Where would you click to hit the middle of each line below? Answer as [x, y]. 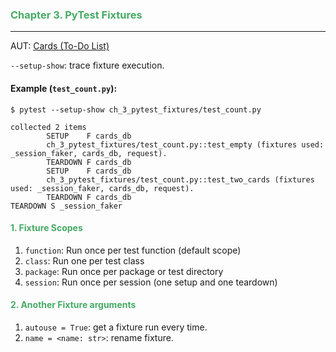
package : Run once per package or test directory [124, 271]
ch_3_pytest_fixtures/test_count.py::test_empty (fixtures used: [185, 144]
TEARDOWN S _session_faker [66, 206]
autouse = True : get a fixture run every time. [116, 327]
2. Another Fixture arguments [73, 305]
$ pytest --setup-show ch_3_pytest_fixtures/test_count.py [136, 109]
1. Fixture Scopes [46, 228]
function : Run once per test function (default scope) [133, 250]
